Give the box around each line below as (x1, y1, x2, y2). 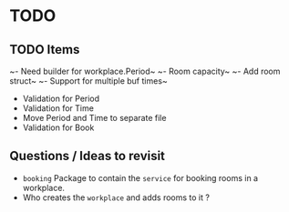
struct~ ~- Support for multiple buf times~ (9, 76, 169, 86)
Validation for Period (22, 93, 100, 104)
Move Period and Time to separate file (22, 113, 167, 123)
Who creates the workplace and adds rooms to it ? (22, 192, 210, 203)
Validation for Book (22, 122, 95, 133)
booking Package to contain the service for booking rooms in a (22, 172, 258, 183)
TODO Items (9, 42, 80, 57)
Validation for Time (22, 103, 94, 114)
